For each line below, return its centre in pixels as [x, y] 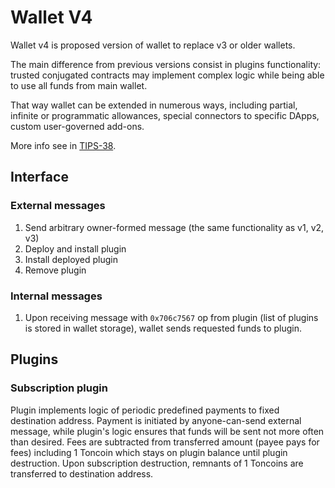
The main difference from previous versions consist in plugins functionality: [166, 64]
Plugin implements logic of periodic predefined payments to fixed [145, 410]
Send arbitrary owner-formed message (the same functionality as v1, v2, [174, 227]
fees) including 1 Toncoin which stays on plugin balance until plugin [149, 452]
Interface [39, 177]
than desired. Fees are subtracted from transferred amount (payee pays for [165, 442]
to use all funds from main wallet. [79, 85]
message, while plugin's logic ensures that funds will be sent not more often [167, 431]
